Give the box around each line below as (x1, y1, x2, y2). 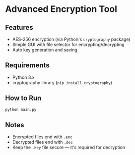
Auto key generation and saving (12, 47, 78, 52)
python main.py (5, 107, 37, 112)
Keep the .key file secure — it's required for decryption (12, 145, 126, 151)
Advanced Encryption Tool (5, 3, 118, 15)
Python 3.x (12, 74, 35, 80)
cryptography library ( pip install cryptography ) (12, 79, 113, 85)
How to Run (5, 94, 42, 103)
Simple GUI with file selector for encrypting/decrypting (12, 42, 125, 48)
